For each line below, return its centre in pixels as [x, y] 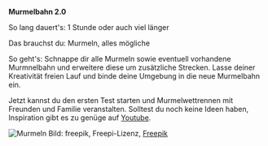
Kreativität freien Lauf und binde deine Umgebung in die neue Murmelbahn [134, 76]
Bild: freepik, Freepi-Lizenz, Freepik [108, 133]
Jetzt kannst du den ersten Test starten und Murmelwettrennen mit [121, 100]
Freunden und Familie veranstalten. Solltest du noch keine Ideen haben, [129, 109]
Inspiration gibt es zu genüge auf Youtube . [80, 118]
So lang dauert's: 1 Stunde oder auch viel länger [89, 27]
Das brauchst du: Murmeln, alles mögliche [79, 43]
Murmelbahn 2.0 [37, 12]
